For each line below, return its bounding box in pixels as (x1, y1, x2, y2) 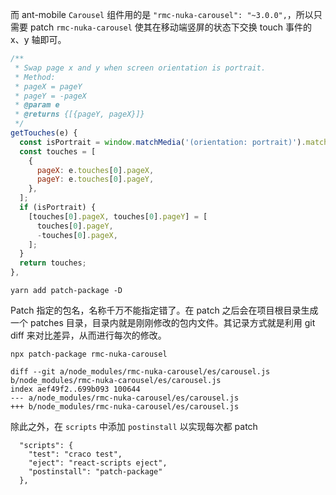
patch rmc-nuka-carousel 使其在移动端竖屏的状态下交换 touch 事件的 (29, 21, 313, 33)
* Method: (14, 72, 56, 82)
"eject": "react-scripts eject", (28, 458, 168, 468)
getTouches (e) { (10, 128, 78, 138)
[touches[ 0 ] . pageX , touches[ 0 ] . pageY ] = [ (28, 211, 208, 222)
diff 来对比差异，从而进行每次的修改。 (10, 329, 167, 341)
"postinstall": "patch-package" (28, 467, 163, 477)
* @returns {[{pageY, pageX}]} (14, 109, 145, 120)
